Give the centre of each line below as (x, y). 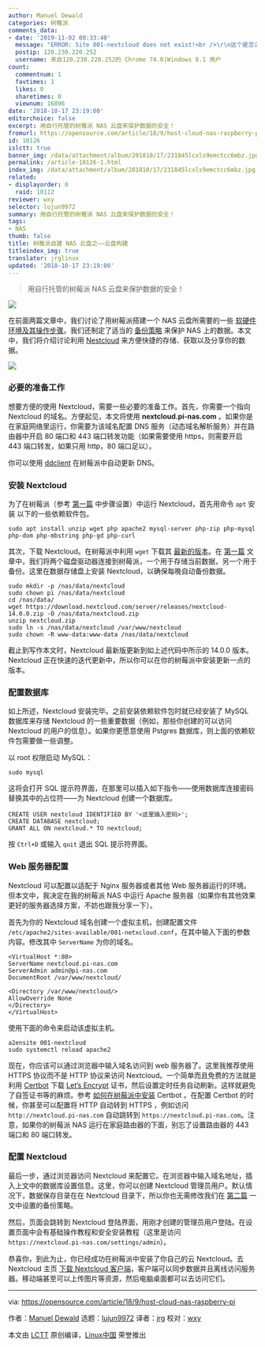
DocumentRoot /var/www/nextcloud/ (65, 978)
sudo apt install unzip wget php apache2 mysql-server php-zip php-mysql (132, 528)
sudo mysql (26, 773)
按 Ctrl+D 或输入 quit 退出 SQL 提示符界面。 (80, 844)
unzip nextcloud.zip (42, 621)
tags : (17, 221)
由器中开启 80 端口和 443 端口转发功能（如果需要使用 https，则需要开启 (125, 436)
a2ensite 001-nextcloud (47, 1042)
